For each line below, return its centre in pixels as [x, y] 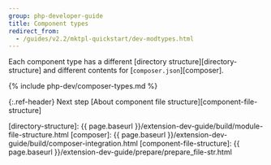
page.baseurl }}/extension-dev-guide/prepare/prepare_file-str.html [120, 152]
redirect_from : [34, 31]
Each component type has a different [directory [88, 62]
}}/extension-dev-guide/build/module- [199, 126]
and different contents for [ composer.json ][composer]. [134, 71]
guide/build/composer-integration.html [73, 144]
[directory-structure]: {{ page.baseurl [71, 126]
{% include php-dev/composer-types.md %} [83, 86]
